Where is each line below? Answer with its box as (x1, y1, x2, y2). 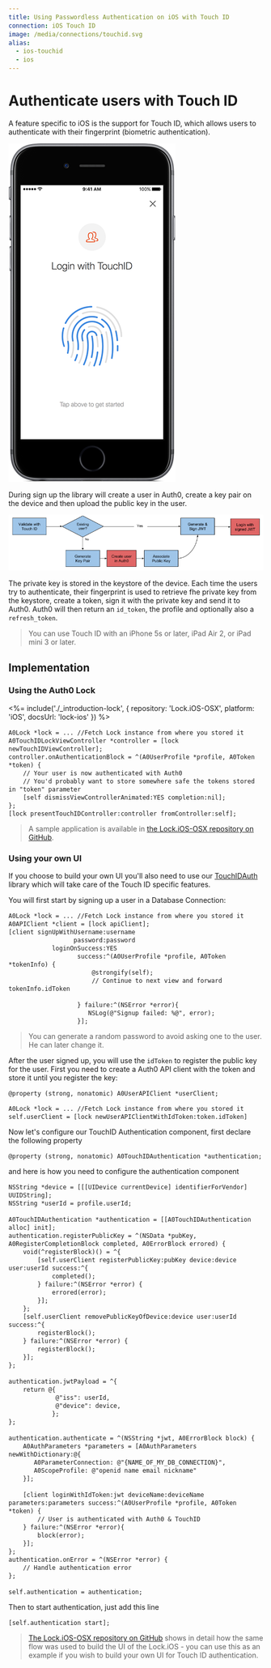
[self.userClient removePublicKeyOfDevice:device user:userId (23, 1313, 237, 1321)
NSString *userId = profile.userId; (8, 1199, 132, 1208)
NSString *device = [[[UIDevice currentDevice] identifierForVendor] (8, 1183, 248, 1192)
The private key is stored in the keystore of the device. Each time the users (8, 579, 258, 589)
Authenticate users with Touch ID (8, 91, 239, 110)
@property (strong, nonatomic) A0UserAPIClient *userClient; (8, 1090, 219, 1098)
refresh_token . (8, 613, 58, 623)
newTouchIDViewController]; (8, 745, 104, 753)
